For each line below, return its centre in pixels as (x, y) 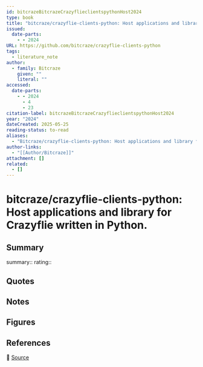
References (28, 343)
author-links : (24, 147)
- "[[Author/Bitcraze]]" (43, 153)
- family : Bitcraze (36, 68)
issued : (16, 29)
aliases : (17, 136)
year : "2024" (23, 119)
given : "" (30, 74)
